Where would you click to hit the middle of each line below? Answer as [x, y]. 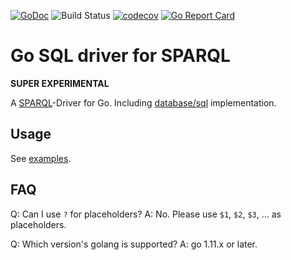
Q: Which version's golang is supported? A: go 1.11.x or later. [134, 244]
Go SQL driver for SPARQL [120, 56]
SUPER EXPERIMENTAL [60, 83]
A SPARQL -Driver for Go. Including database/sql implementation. [143, 102]
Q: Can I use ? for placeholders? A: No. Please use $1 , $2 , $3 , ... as [146, 214]
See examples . [41, 158]
